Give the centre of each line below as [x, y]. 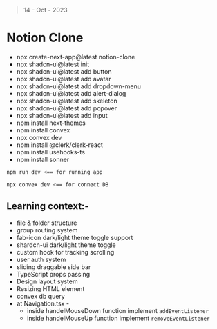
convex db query [40, 296]
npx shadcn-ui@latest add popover [67, 108]
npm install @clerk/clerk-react [59, 145]
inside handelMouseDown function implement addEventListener [117, 310]
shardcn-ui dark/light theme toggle [66, 245]
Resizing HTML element [50, 288]
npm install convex [43, 130]
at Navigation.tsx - [43, 303]
